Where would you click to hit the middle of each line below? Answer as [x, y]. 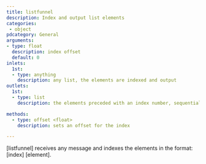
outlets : [17, 86]
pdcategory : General [33, 35]
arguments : [20, 40]
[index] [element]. [29, 155]
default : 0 [26, 58]
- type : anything [34, 75]
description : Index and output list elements [65, 18]
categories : [21, 23]
